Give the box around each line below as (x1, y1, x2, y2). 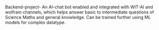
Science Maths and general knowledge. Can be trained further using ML (5, 15, 151, 20)
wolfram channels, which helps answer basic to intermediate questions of (5, 9, 154, 15)
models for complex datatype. (5, 19, 66, 25)
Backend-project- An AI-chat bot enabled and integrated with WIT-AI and (5, 4, 153, 10)
